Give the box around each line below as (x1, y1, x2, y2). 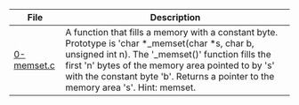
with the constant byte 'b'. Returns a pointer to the (65, 71, 275, 82)
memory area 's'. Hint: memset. (65, 81, 197, 94)
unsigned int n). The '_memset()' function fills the (65, 49, 271, 60)
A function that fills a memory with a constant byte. (65, 26, 279, 38)
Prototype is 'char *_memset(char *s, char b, (65, 37, 255, 49)
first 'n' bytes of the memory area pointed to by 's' (65, 59, 275, 71)
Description (149, 11, 201, 23)
